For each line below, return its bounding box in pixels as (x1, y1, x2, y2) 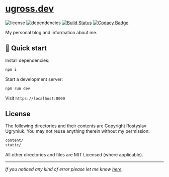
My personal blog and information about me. (5, 29, 98, 35)
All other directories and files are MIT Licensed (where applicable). (5, 152, 143, 158)
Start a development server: (5, 76, 63, 82)
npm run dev (5, 86, 30, 91)
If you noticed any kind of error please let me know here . (5, 166, 123, 172)
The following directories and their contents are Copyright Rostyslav (5, 123, 147, 129)
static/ (5, 143, 22, 148)
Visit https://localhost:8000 (5, 95, 65, 101)
